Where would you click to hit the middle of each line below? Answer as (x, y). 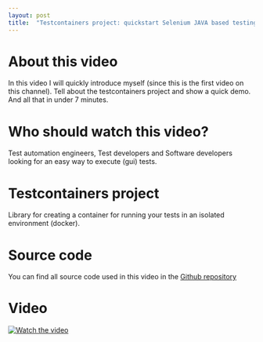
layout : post (29, 15)
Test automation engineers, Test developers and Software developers (121, 153)
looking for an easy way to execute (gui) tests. (83, 162)
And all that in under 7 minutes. (58, 100)
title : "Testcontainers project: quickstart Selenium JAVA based (119, 23)
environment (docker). (44, 224)
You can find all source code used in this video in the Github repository (122, 277)
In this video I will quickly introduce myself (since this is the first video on (126, 83)
